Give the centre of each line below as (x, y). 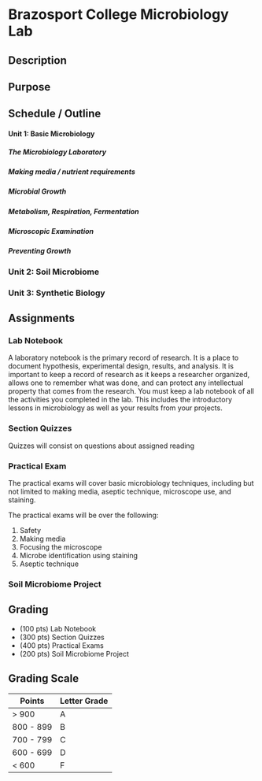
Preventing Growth (40, 251)
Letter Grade (84, 701)
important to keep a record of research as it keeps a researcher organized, (129, 375)
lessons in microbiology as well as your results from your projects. (115, 408)
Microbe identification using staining (79, 555)
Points (32, 701)
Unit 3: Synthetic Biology (57, 293)
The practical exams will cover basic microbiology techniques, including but (131, 483)
